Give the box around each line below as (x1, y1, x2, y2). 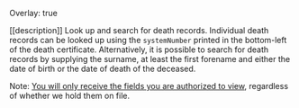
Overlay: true (9, 8, 59, 18)
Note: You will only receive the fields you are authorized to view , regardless (9, 81, 289, 91)
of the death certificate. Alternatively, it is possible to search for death (9, 44, 269, 55)
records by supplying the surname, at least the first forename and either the (9, 54, 291, 64)
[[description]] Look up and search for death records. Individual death (9, 25, 269, 35)
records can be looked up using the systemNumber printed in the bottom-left (9, 35, 287, 45)
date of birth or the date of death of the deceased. (9, 63, 196, 74)
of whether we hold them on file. (9, 90, 131, 101)
